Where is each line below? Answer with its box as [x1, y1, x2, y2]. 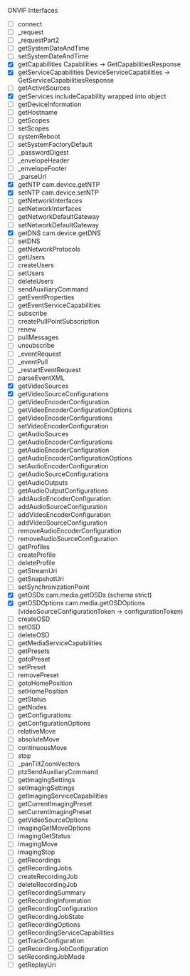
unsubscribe [17, 341, 55, 350]
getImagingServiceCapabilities [17, 791, 108, 800]
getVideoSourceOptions [17, 816, 89, 824]
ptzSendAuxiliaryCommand [17, 767, 98, 776]
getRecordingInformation [17, 896, 91, 905]
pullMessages [17, 333, 59, 341]
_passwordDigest [17, 148, 69, 156]
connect [17, 20, 43, 28]
